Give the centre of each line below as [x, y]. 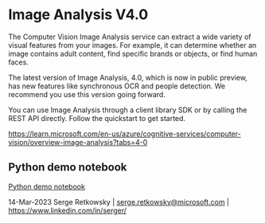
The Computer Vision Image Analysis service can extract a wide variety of [130, 37]
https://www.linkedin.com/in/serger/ [68, 210]
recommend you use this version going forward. [87, 94]
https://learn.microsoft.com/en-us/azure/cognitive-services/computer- [125, 134]
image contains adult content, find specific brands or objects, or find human [133, 53]
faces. [19, 62]
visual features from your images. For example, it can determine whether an [132, 45]
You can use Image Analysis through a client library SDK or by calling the [128, 110]
